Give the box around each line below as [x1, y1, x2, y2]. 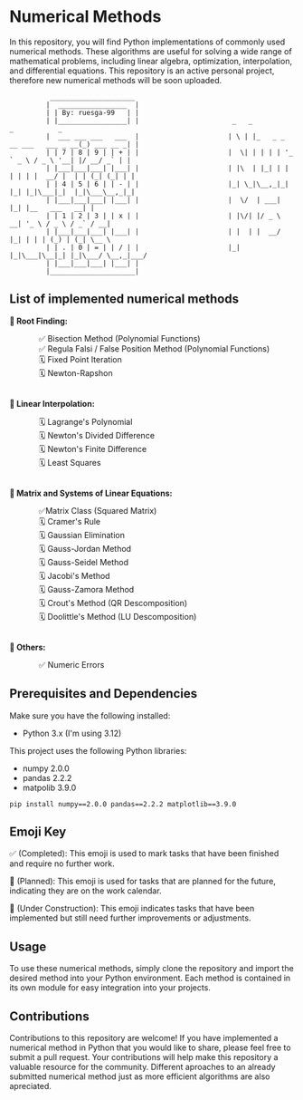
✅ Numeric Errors [38, 659, 105, 670]
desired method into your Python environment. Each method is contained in [9, 972, 291, 984]
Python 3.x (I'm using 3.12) [22, 728, 122, 738]
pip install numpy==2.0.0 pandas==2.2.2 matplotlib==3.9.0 [9, 799, 237, 808]
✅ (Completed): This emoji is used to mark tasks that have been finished [9, 848, 279, 859]
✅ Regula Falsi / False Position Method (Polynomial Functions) [38, 343, 270, 354]
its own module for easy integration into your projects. [9, 982, 211, 993]
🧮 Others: [9, 642, 46, 652]
